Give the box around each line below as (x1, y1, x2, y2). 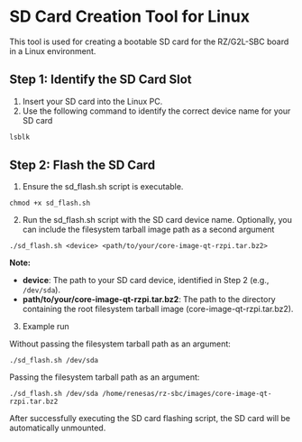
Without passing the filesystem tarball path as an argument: (9, 338, 232, 349)
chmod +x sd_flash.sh (9, 198, 91, 208)
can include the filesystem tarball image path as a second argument (22, 224, 275, 235)
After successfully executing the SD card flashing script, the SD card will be (9, 413, 291, 424)
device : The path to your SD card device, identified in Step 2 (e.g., (22, 275, 270, 286)
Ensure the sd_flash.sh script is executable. (22, 181, 184, 192)
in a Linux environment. (9, 45, 96, 56)
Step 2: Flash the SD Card (9, 158, 156, 173)
